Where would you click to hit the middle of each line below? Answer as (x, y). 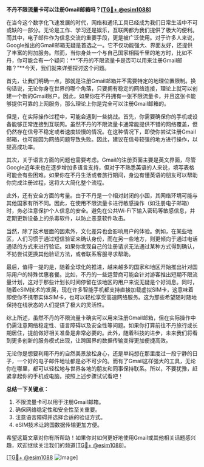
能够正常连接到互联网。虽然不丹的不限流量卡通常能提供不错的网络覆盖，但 (104, 124)
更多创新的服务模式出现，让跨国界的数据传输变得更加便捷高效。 (91, 340)
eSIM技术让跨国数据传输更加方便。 (59, 425)
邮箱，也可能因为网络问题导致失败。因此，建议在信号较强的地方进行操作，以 (102, 139)
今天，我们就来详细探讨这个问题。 (67, 68)
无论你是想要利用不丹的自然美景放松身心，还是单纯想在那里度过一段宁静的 (99, 353)
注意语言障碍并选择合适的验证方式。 (60, 417)
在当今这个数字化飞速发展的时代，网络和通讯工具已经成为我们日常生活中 (97, 22)
